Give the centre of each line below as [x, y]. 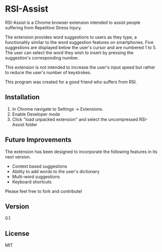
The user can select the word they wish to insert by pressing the [69, 53]
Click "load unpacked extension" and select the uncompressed [75, 119]
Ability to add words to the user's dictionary [56, 171]
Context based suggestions [40, 166]
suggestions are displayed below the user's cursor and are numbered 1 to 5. [81, 47]
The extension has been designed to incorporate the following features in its [81, 152]
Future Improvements [38, 140]
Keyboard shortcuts [32, 182]
